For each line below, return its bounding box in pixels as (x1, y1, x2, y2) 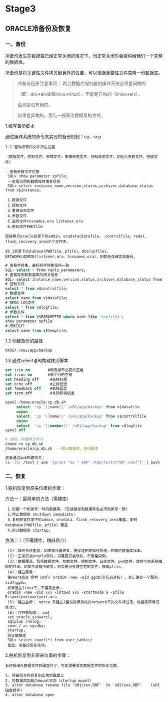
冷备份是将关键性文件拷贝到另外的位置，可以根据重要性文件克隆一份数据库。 (5, 70, 163, 76)
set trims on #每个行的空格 (5, 372, 72, 377)
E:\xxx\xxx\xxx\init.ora (5, 594, 57, 599)
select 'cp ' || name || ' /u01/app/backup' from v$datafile (16, 404, 140, 409)
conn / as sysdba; (7, 623, 46, 628)
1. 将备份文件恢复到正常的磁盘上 (5, 672, 64, 678)
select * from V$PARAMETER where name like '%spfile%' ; (5, 314, 124, 319)
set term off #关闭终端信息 (5, 391, 75, 396)
